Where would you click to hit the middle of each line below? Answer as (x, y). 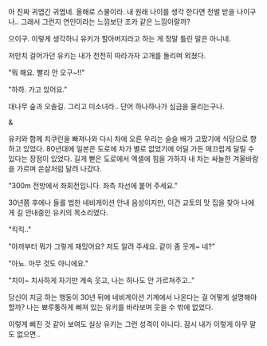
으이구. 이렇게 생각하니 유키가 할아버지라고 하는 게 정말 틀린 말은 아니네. (120, 39)
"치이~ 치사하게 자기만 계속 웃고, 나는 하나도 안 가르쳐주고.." (102, 280)
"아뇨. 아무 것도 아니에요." (49, 263)
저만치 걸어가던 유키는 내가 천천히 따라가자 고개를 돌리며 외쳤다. (107, 55)
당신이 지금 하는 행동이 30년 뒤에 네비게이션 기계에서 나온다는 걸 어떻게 (119, 297)
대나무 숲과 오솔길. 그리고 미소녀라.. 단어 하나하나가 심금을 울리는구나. (117, 106)
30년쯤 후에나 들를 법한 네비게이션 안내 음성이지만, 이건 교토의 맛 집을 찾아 (124, 202)
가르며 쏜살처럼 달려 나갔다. (59, 169)
